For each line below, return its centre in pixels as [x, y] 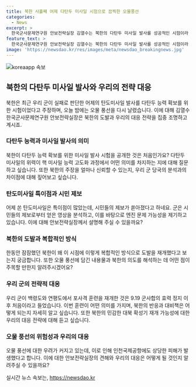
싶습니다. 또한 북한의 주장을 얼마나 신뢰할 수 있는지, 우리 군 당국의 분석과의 [102, 169]
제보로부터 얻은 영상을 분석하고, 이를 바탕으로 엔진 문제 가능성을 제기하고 [104, 215]
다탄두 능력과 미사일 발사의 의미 [48, 141]
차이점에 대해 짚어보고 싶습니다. [42, 177]
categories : [20, 17]
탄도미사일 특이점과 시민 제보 [44, 193]
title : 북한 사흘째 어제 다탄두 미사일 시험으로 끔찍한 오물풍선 [73, 11]
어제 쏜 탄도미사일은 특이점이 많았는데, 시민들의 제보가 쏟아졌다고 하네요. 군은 [94, 208]
